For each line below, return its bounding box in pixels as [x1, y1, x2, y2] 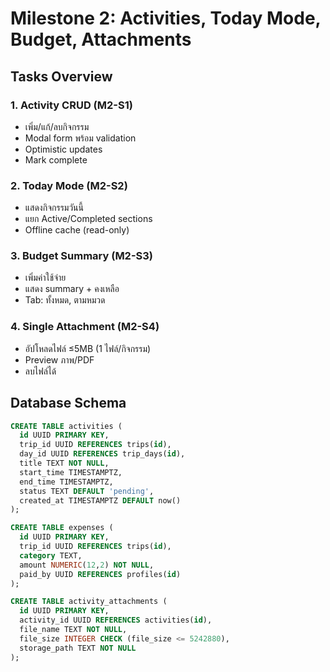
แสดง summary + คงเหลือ [24, 283, 120, 295]
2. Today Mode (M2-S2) [10, 178, 128, 192]
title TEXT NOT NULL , [19, 458, 110, 469]
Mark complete [24, 153, 88, 166]
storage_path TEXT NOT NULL [19, 643, 137, 653]
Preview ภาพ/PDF [24, 353, 95, 366]
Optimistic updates [24, 143, 103, 155]
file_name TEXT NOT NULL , [19, 625, 128, 635]
